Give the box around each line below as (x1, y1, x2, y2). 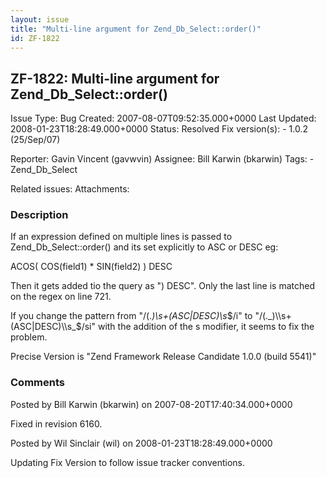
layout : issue (10, 14, 70, 25)
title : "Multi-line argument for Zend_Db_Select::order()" (10, 24, 262, 34)
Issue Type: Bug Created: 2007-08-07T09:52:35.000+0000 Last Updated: (10, 112, 317, 125)
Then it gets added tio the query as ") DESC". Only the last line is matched (10, 280, 315, 292)
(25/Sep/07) (10, 134, 61, 146)
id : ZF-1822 (10, 33, 60, 43)
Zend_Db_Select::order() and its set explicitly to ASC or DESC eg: (10, 241, 279, 253)
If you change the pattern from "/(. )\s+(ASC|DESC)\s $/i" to (10, 310, 253, 322)
